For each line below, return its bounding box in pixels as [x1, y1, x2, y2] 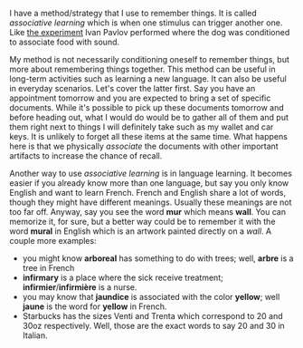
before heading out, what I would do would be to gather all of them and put [9, 112, 289, 122]
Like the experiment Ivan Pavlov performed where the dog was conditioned [9, 27, 290, 37]
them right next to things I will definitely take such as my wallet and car [9, 121, 274, 132]
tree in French [22, 263, 75, 273]
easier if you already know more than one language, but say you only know [9, 178, 289, 188]
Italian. [22, 330, 48, 341]
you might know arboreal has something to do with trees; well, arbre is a [22, 253, 294, 264]
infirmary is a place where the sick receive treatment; [22, 272, 223, 283]
